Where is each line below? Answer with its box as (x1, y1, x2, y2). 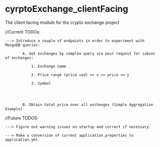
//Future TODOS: (5, 115, 39, 121)
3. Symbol (31, 81, 51, 86)
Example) (5, 106, 23, 111)
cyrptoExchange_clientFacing (5, 3, 128, 15)
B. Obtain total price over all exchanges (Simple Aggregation (22, 102, 153, 107)
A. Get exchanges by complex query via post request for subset (22, 51, 156, 56)
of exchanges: (5, 55, 34, 60)
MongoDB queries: (5, 42, 40, 47)
